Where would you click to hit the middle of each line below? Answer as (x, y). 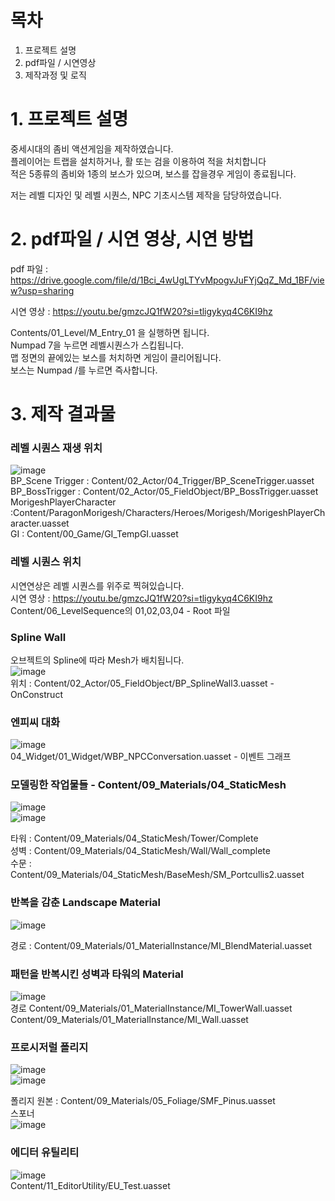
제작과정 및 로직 (55, 75)
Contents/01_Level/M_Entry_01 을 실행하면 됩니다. (110, 332)
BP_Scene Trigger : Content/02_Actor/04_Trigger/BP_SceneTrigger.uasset (162, 481)
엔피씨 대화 (35, 722)
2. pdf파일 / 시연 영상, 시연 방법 (132, 239)
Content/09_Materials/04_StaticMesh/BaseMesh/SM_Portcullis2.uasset (157, 875)
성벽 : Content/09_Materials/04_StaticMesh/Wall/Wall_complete (140, 851)
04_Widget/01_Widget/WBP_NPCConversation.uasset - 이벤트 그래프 (151, 757)
